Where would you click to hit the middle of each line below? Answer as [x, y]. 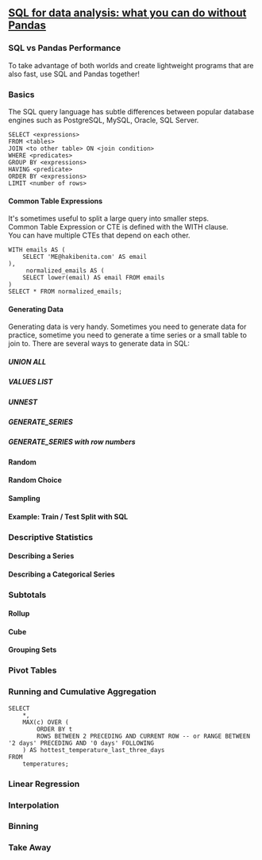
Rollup [19, 614]
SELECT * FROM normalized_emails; [65, 292]
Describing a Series [41, 556]
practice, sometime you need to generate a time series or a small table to [128, 335]
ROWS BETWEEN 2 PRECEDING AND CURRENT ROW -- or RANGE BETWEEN [143, 736]
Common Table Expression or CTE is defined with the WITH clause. [118, 227]
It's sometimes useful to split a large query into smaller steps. [108, 218]
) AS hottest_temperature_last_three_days [94, 750]
